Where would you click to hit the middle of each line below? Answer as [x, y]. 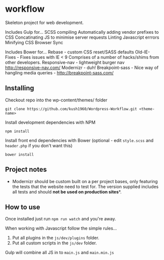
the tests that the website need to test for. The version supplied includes [85, 187]
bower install [20, 154]
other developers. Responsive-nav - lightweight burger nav [65, 62]
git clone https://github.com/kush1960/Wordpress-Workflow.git [71, 109]
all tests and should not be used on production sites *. [67, 191]
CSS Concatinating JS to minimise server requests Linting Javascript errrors [82, 37]
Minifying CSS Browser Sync [34, 42]
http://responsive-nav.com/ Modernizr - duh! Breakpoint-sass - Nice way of [82, 68]
